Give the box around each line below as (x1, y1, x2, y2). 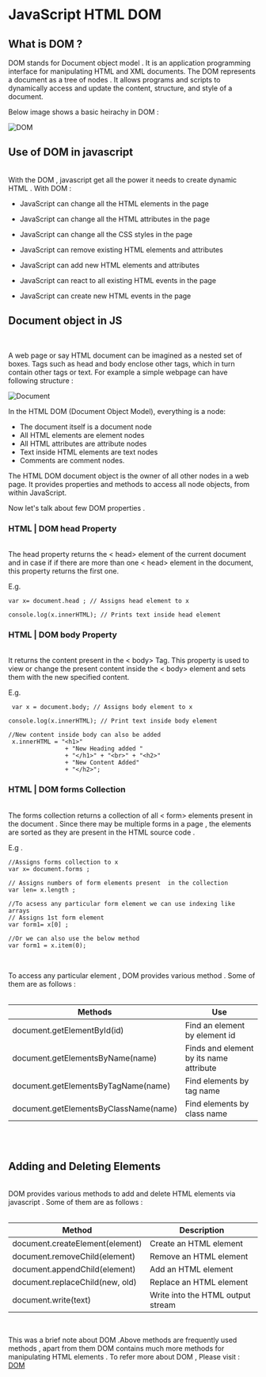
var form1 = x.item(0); (8, 942, 87, 949)
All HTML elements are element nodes (19, 430, 145, 439)
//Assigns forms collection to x (8, 858, 119, 866)
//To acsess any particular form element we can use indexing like (8, 899, 236, 907)
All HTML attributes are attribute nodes (19, 439, 147, 448)
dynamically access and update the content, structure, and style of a (8, 83, 233, 93)
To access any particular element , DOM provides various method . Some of (8, 970, 256, 980)
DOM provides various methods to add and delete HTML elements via (8, 1189, 236, 1199)
